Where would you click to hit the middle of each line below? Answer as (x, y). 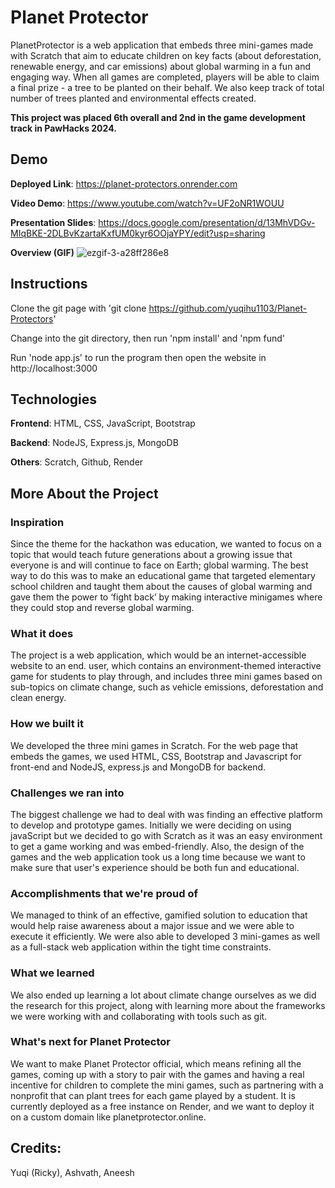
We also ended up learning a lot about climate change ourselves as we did (163, 995)
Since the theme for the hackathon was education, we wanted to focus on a (166, 544)
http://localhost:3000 (54, 368)
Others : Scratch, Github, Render (77, 462)
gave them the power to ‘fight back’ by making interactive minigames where (166, 597)
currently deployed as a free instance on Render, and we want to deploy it (162, 1106)
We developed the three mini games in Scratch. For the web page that (154, 745)
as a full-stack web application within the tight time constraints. (141, 947)
